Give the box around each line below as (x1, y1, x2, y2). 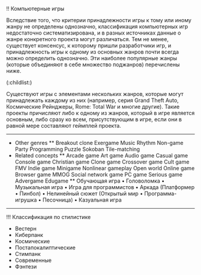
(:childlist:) (6, 79, 32, 86)
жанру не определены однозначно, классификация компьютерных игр (6, 23, 188, 30)
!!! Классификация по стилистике (6, 214, 91, 220)
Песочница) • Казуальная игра (42, 196, 122, 203)
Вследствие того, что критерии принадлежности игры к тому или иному (6, 17, 191, 23)
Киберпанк (14, 231, 44, 238)
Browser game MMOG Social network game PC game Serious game (14, 171, 182, 178)
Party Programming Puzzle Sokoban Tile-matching (14, 146, 141, 153)
